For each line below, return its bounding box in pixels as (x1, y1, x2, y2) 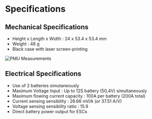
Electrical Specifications (5, 70, 82, 78)
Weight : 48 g (12, 41, 40, 47)
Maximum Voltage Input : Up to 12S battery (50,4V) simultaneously (12, 88, 147, 94)
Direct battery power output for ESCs (12, 108, 87, 114)
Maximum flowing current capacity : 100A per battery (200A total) (12, 93, 146, 99)
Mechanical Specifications (5, 23, 89, 31)
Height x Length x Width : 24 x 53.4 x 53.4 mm (12, 36, 107, 41)
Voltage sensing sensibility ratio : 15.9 (12, 103, 88, 109)
